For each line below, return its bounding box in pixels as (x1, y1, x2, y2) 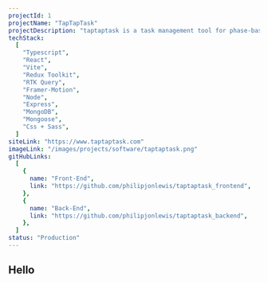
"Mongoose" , (22, 116, 62, 123)
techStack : (8, 33, 45, 42)
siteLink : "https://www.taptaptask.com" (8, 137, 145, 146)
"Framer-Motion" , (22, 85, 81, 94)
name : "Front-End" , (29, 174, 94, 183)
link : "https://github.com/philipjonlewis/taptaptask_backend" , (29, 212, 248, 220)
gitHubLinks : (8, 152, 52, 160)
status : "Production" (8, 234, 81, 242)
